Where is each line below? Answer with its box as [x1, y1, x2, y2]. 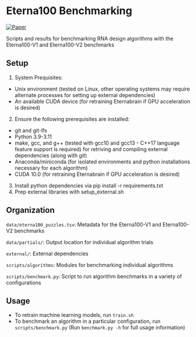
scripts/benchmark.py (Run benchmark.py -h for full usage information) [14, 324, 185, 331]
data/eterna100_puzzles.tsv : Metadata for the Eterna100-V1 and [6, 221, 161, 228]
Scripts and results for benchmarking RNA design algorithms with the [6, 35, 174, 42]
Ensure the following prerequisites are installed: [14, 115, 130, 122]
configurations [6, 279, 42, 286]
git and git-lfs [14, 126, 48, 134]
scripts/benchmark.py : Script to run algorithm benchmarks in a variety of [6, 272, 182, 280]
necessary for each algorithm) [14, 164, 88, 171]
